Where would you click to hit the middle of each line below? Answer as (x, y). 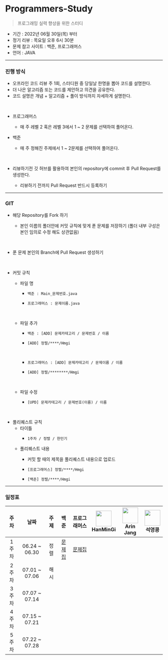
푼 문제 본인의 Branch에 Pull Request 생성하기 (58, 252)
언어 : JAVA (24, 53)
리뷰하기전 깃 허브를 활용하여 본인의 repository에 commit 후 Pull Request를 (86, 169)
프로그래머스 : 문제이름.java (53, 303)
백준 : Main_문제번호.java (52, 293)
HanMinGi (104, 529)
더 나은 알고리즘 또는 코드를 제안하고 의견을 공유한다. (64, 90)
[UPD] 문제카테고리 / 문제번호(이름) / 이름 (67, 402)
